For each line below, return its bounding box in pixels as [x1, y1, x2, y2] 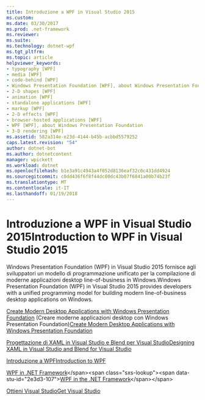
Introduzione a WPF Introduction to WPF [6, 357, 106, 364]
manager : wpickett [6, 156, 53, 162]
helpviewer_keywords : [6, 60, 62, 66]
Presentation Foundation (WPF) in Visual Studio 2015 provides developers [6, 282, 192, 290]
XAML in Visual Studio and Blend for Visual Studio [6, 345, 132, 352]
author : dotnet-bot [6, 145, 56, 151]
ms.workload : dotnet [6, 162, 59, 169]
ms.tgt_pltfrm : [6, 49, 45, 55]
